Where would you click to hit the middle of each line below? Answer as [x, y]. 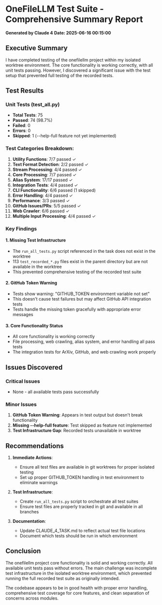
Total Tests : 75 [28, 115]
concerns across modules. [32, 598]
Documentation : [29, 521]
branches [29, 512]
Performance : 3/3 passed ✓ [41, 200]
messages [23, 315]
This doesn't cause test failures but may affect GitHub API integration [82, 299]
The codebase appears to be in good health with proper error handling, [77, 587]
